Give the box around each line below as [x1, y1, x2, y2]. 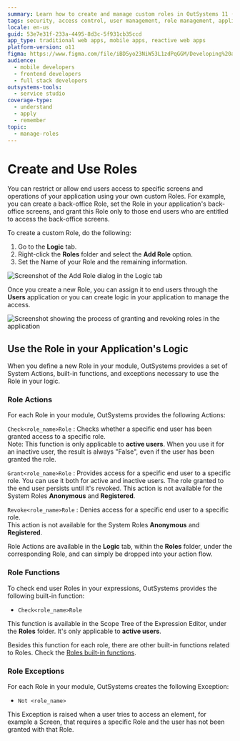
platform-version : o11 [7, 44, 75, 51]
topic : [7, 123, 27, 131]
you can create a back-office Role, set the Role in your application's [7, 199, 207, 208]
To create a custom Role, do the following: [7, 229, 131, 237]
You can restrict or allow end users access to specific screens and [7, 184, 204, 193]
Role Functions [7, 567, 61, 577]
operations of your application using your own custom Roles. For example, [7, 192, 226, 201]
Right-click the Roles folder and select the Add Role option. [17, 250, 193, 259]
